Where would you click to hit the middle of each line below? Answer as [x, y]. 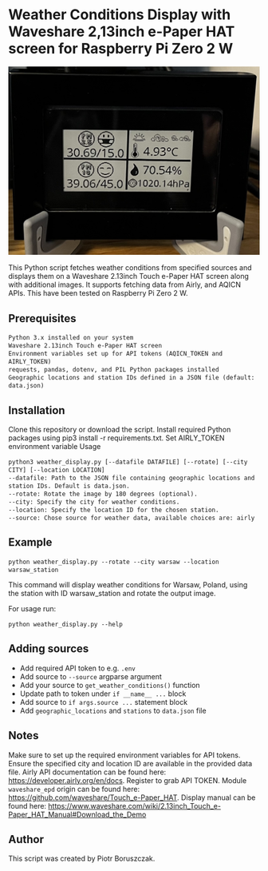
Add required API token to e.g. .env [77, 668]
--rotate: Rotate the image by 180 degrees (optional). [103, 494]
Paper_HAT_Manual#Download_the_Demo [77, 814]
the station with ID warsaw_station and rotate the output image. [112, 593]
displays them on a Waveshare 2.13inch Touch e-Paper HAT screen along [129, 276]
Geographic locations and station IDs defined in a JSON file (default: [132, 378]
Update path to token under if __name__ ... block [103, 694]
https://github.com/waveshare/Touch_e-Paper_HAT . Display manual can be [132, 797]
